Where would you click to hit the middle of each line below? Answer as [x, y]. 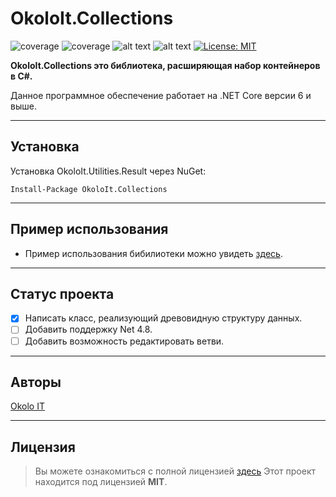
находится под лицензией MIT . [101, 482]
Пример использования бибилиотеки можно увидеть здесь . [153, 253]
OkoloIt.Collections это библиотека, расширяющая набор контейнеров [165, 65]
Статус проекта [62, 293]
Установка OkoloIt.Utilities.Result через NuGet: [108, 171]
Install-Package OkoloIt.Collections [89, 189]
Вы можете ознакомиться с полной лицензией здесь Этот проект [175, 471]
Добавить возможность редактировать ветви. [124, 341]
